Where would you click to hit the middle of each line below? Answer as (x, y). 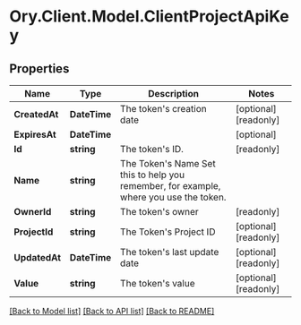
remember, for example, (170, 186)
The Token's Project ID (168, 232)
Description (173, 94)
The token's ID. (151, 149)
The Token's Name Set (168, 163)
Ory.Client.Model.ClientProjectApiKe (149, 17)
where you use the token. (173, 197)
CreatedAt (36, 114)
